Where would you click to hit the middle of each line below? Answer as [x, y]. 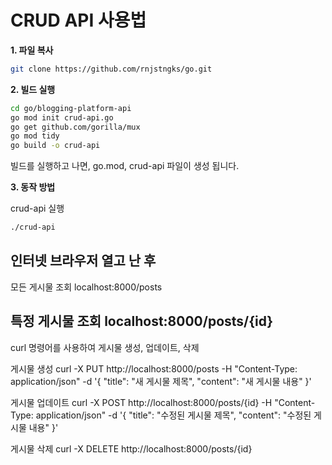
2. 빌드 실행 [33, 89]
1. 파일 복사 [32, 50]
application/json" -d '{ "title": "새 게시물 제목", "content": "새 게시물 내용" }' [161, 381]
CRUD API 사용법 [78, 20]
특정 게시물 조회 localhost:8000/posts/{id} [142, 321]
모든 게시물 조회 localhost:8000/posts [86, 287]
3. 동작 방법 [33, 187]
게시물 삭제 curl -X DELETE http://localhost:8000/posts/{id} [131, 448]
